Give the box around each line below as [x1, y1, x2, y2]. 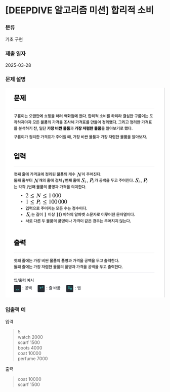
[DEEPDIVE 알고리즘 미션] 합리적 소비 [5, 5, 154, 16]
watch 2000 [17, 334, 43, 340]
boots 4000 [17, 345, 42, 351]
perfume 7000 [17, 356, 48, 362]
